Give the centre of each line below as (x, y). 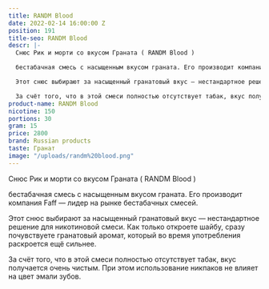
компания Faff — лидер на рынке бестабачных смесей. (103, 203)
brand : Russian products (50, 141)
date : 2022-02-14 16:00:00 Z (57, 23)
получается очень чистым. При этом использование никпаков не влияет (133, 267)
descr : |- (25, 46)
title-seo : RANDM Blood (48, 38)
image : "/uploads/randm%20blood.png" (71, 156)
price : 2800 (28, 134)
